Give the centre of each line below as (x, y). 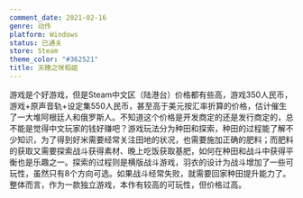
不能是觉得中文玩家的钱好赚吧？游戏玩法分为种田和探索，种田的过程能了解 (147, 128)
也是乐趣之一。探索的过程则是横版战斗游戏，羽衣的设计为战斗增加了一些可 (155, 162)
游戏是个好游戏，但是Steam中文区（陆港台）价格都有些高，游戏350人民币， (151, 94)
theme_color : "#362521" (54, 59)
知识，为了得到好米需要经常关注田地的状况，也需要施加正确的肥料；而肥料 (155, 139)
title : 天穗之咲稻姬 (44, 68)
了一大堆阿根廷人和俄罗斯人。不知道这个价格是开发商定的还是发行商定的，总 (151, 117)
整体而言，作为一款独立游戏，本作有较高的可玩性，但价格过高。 (128, 184)
